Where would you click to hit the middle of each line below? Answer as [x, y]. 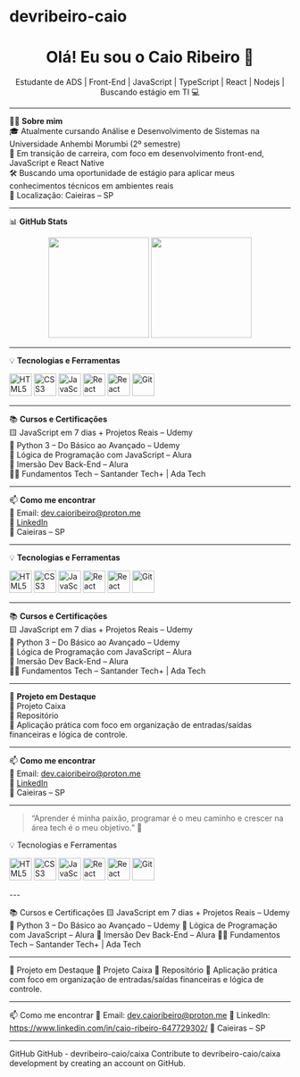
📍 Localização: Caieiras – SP [62, 196]
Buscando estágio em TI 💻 [150, 92]
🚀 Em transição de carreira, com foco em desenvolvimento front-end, [137, 154]
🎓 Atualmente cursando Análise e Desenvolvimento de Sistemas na [135, 131]
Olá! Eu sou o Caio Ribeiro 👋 [150, 58]
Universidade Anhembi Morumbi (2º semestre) [95, 144]
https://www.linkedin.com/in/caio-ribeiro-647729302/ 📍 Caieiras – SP [137, 1028]
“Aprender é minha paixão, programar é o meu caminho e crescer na [157, 818]
